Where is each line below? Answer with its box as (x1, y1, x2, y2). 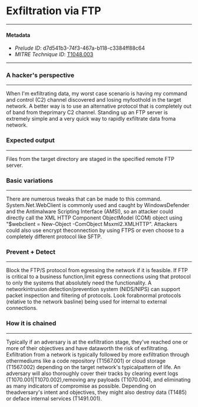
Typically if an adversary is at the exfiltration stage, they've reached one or (6, 338, 189, 345)
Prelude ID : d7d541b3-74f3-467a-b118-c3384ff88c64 (14, 44, 146, 51)
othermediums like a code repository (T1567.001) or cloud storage (6, 357, 166, 364)
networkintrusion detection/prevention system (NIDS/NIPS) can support (6, 286, 181, 293)
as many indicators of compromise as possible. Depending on (6, 382, 156, 389)
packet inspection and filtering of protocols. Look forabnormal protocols (6, 292, 181, 299)
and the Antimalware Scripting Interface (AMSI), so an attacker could (6, 208, 173, 215)
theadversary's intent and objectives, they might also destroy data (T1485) (6, 389, 187, 396)
